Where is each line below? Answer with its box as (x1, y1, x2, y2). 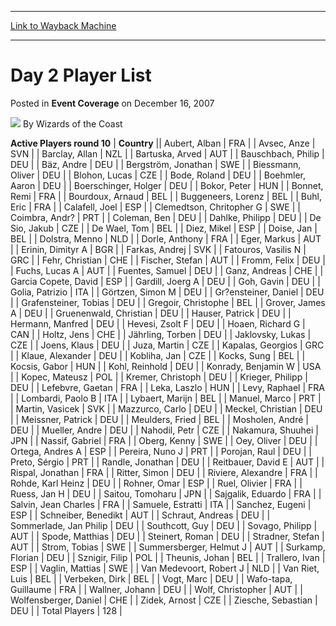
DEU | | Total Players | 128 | (10, 604, 123, 616)
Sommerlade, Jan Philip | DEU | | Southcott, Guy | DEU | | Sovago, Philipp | (10, 519, 318, 531)
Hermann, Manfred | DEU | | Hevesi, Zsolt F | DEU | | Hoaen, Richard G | (10, 317, 306, 330)
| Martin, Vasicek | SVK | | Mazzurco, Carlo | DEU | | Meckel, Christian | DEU (10, 402, 323, 415)
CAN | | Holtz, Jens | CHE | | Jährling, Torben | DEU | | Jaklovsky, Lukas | (10, 328, 312, 340)
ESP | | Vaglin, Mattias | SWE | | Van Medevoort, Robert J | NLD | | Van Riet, (10, 562, 320, 574)
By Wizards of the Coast (22, 117, 123, 130)
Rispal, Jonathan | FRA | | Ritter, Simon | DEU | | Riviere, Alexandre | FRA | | (10, 466, 318, 478)
